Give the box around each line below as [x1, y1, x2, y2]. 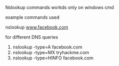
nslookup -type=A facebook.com [12, 44, 83, 50]
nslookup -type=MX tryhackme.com [12, 50, 89, 55]
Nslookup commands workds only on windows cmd [5, 5, 114, 10]
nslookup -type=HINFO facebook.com [12, 55, 93, 61]
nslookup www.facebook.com [5, 24, 68, 30]
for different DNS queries [5, 34, 58, 40]
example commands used [5, 14, 60, 20]
